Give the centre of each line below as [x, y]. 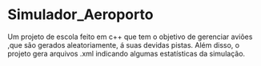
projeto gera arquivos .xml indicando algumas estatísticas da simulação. [126, 53]
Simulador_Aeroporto [80, 15]
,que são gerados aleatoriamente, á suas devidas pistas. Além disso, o [124, 45]
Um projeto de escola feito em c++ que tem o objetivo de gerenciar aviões [130, 37]
